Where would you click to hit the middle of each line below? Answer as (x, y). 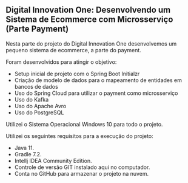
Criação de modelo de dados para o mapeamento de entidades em (98, 80)
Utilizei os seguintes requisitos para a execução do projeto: (80, 136)
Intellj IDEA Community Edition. (53, 161)
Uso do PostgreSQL (39, 112)
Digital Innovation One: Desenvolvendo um (88, 10)
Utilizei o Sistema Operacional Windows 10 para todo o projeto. (84, 124)
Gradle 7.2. (28, 154)
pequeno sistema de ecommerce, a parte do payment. (74, 50)
